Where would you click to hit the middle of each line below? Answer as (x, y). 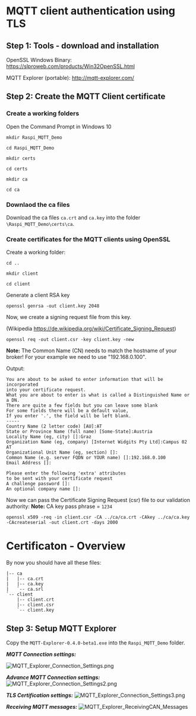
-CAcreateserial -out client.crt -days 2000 (62, 523)
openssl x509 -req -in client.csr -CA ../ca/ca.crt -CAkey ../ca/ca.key (98, 517)
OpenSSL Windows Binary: (39, 60)
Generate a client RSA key (38, 295)
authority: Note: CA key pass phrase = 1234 (59, 506)
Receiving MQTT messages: (42, 707)
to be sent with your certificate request (59, 479)
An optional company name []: (44, 489)
